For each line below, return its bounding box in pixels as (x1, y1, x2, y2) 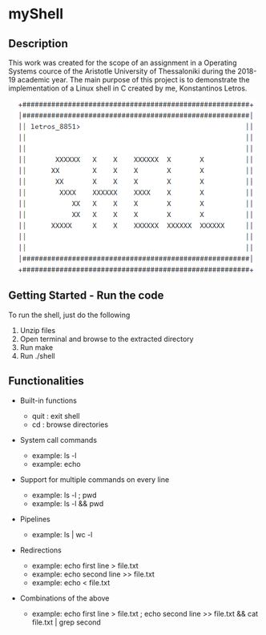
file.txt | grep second (31, 617, 102, 627)
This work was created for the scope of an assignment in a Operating (8, 58, 237, 67)
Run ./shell (19, 351, 55, 360)
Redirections (19, 545, 62, 555)
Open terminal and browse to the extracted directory (19, 334, 194, 344)
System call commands (19, 435, 98, 444)
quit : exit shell (31, 411, 80, 420)
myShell (8, 5, 64, 23)
